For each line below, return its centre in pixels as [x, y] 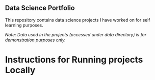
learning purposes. [24, 25]
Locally [20, 70]
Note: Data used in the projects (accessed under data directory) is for [76, 34]
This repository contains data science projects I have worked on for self [78, 20]
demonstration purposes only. [36, 40]
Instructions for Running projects [74, 60]
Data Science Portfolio [40, 8]
